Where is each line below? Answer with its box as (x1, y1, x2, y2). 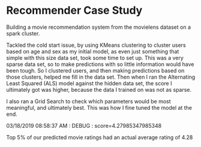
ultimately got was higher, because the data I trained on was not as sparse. (6, 86, 192, 93)
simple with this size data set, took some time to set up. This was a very (6, 54, 184, 61)
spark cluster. (6, 29, 40, 37)
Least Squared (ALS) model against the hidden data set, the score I (6, 79, 172, 87)
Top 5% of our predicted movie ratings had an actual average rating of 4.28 (6, 133, 193, 141)
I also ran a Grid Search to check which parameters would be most (6, 97, 171, 105)
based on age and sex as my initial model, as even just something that (6, 47, 179, 55)
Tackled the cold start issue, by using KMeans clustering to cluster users (6, 41, 186, 49)
